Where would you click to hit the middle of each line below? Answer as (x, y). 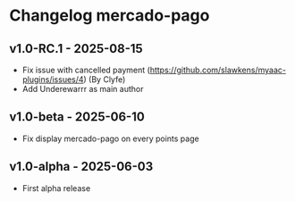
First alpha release (56, 188)
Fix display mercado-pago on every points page (110, 138)
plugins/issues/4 (53, 80)
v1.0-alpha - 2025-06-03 (81, 167)
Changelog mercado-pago (110, 16)
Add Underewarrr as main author (83, 89)
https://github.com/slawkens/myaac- (218, 70)
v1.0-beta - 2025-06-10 (77, 117)
